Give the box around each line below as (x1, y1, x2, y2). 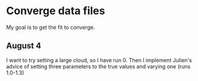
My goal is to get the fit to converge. (6, 24, 95, 31)
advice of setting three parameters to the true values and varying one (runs (6, 63, 191, 70)
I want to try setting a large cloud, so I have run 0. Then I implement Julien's (6, 56, 192, 63)
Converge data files (6, 4, 105, 18)
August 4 (6, 41, 42, 51)
